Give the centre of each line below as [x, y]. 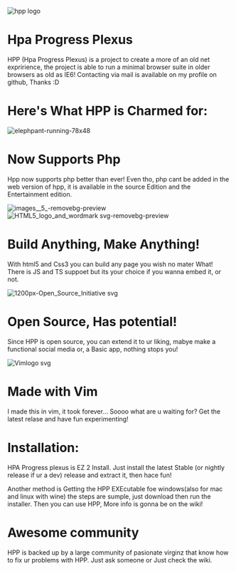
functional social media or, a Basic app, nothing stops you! [93, 349]
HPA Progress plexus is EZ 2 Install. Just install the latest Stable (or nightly [116, 467]
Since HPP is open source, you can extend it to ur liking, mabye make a [112, 341]
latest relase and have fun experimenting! [68, 419]
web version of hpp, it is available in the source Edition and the [99, 187]
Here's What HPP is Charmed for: [108, 111]
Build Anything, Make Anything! [104, 244]
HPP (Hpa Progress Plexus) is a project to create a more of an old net [109, 59]
